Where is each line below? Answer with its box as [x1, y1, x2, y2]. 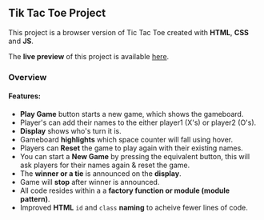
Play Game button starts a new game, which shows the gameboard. [19, 109, 244, 118]
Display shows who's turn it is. [19, 126, 122, 135]
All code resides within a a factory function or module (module [19, 186, 230, 195]
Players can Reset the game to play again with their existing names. [19, 143, 244, 153]
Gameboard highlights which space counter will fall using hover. [19, 134, 234, 144]
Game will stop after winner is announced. [19, 177, 160, 186]
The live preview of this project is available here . [8, 51, 170, 61]
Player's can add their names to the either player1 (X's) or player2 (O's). [19, 118, 257, 127]
